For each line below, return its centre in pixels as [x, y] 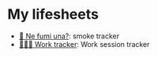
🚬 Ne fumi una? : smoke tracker [69, 36]
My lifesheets [53, 14]
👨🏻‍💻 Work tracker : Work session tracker [84, 44]
